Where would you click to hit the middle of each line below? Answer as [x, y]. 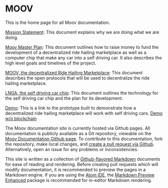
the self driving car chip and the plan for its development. [64, 98]
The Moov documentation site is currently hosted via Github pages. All [78, 128]
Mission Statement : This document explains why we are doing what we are [82, 32]
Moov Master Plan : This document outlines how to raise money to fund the [82, 47]
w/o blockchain [21, 118]
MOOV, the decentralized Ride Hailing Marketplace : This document [74, 72]
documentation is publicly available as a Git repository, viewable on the [78, 133]
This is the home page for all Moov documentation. [58, 22]
